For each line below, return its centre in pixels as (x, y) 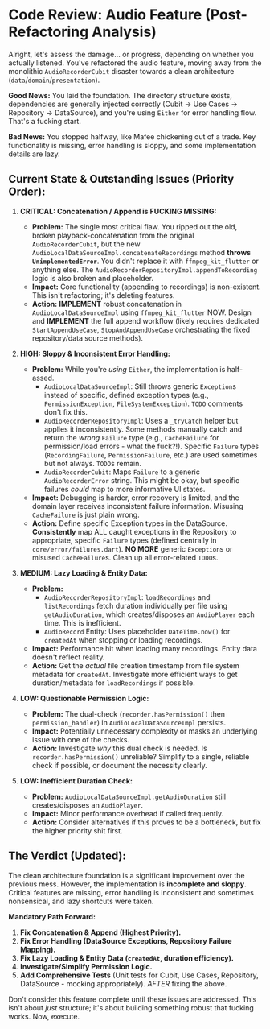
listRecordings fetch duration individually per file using (135, 605)
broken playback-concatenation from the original (113, 235)
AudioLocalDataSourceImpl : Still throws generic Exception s (140, 386)
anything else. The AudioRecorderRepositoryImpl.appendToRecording (145, 269)
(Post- (226, 15)
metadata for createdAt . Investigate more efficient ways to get (135, 674)
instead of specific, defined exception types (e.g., (126, 395)
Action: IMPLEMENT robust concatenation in (107, 304)
